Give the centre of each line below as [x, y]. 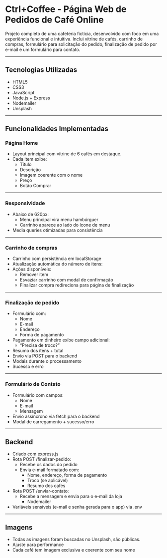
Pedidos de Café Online [55, 20]
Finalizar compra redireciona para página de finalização [77, 285]
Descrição [30, 170]
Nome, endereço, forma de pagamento [67, 475]
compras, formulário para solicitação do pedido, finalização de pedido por [81, 44]
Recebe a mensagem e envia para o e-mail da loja [71, 496]
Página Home [22, 143]
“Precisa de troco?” [40, 345]
